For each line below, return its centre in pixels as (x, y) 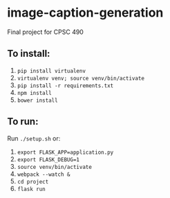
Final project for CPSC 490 (46, 32)
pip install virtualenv (51, 71)
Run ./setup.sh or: (34, 138)
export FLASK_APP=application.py (65, 152)
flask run (31, 189)
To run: (23, 121)
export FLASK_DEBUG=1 (48, 160)
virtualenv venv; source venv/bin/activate (81, 78)
